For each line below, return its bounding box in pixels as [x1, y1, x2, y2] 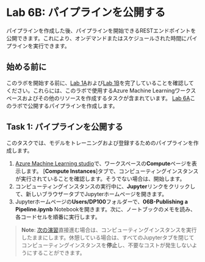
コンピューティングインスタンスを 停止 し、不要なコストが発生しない [21, 241, 192, 249]
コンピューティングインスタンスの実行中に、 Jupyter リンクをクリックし [15, 183, 196, 190]
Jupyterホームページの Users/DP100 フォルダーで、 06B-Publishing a [15, 198, 188, 205]
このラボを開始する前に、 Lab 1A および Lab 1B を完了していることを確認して [6, 79, 194, 86]
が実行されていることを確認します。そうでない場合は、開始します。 [15, 175, 185, 182]
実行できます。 [32, 42, 70, 49]
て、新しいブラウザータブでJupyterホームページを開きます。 [15, 190, 168, 197]
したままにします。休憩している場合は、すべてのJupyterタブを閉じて [21, 233, 195, 241]
